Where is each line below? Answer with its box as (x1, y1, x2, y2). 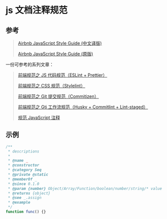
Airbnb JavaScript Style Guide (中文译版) (17, 40, 102, 46)
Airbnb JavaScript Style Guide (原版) (17, 51, 94, 56)
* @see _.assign (7, 195, 42, 200)
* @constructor (7, 163, 39, 168)
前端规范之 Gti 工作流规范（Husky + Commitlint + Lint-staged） (17, 104, 149, 110)
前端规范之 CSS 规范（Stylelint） (17, 83, 85, 88)
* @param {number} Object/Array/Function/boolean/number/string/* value (7, 186, 163, 191)
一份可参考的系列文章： (5, 61, 54, 67)
